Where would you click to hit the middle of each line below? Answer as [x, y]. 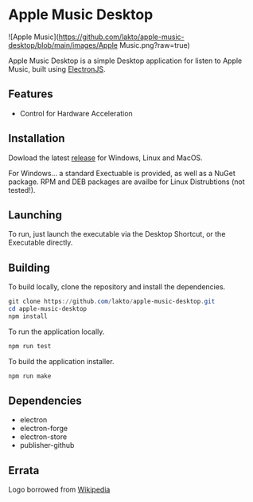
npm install [28, 316]
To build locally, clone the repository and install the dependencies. [117, 287]
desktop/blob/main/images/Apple [63, 45]
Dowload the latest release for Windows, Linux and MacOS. [105, 158]
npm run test [30, 346]
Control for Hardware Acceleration [76, 113]
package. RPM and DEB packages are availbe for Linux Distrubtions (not [127, 182]
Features [31, 94]
